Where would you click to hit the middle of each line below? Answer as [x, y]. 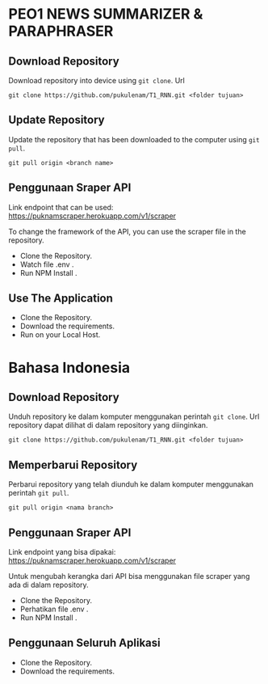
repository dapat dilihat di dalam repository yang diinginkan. [108, 425]
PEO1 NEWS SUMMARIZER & [106, 14]
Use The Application [61, 299]
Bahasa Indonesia [69, 367]
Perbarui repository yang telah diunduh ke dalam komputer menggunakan [131, 484]
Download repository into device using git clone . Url [97, 80]
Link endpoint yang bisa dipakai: [62, 552]
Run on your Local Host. [60, 335]
